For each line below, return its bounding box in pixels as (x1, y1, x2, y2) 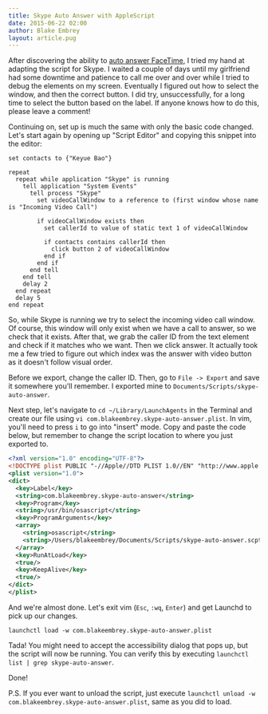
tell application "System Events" (22, 183, 137, 191)
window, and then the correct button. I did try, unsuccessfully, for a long (8, 89, 246, 100)
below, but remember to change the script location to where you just (8, 431, 233, 440)
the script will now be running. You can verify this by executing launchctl (8, 649, 249, 658)
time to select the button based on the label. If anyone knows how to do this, (8, 98, 259, 108)
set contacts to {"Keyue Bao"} (8, 155, 112, 163)
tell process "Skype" (29, 189, 102, 198)
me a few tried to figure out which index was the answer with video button (8, 349, 253, 359)
